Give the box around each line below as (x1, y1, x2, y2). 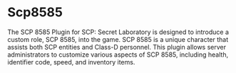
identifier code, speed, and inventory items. (7, 57, 135, 66)
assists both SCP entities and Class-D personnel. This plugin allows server (7, 43, 227, 51)
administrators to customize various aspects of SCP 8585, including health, (7, 50, 229, 59)
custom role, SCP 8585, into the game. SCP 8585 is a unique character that (7, 35, 229, 43)
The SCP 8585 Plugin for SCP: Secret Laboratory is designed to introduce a (7, 28, 230, 36)
